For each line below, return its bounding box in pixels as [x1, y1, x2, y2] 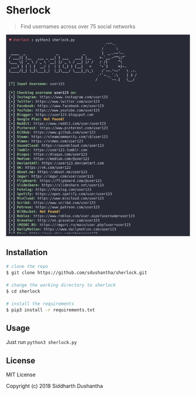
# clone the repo [6, 264, 48, 270]
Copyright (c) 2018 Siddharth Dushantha [6, 383, 103, 390]
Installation [6, 248, 48, 257]
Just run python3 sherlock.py [6, 339, 77, 346]
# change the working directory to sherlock [6, 282, 116, 288]
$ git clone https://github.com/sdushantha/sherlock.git [6, 270, 148, 276]
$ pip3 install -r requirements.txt [6, 307, 95, 313]
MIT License [6, 371, 36, 378]
